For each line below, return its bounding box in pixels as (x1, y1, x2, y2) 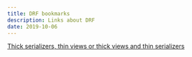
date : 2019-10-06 (7, 23, 58, 30)
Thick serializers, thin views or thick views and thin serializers (7, 42, 185, 51)
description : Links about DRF (7, 17, 96, 24)
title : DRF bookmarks (7, 10, 71, 17)
